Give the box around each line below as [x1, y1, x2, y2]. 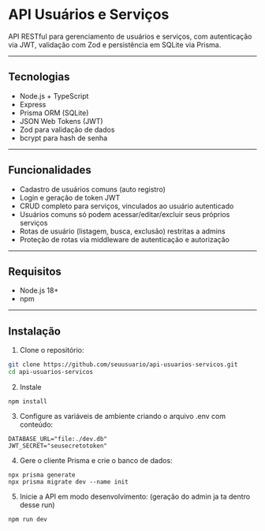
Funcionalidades [8, 163, 92, 177]
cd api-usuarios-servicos [8, 368, 93, 376]
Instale [19, 382, 42, 391]
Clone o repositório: [19, 346, 84, 355]
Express [19, 99, 47, 109]
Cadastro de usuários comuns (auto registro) [19, 184, 166, 194]
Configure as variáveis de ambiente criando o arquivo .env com [19, 411, 226, 421]
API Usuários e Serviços [8, 6, 170, 24]
